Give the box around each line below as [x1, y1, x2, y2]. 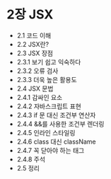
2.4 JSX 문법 [16, 84, 54, 93]
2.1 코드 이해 [16, 31, 52, 40]
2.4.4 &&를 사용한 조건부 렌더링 [16, 120, 105, 128]
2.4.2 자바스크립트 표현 [16, 102, 82, 110]
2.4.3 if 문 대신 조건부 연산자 [16, 110, 96, 119]
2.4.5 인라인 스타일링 [16, 128, 76, 137]
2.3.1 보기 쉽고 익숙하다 [16, 57, 81, 66]
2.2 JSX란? [16, 40, 49, 48]
